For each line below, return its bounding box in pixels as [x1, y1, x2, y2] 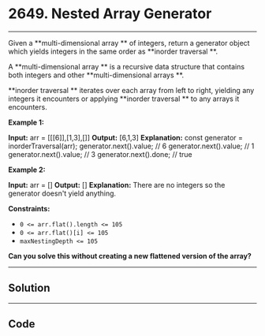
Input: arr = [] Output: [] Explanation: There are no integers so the [8, 180, 226, 189]
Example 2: [8, 165, 46, 174]
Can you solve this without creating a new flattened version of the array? [8, 251, 252, 260]
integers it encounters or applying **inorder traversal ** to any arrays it [8, 94, 240, 103]
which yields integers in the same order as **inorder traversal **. [8, 47, 218, 56]
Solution [8, 282, 50, 295]
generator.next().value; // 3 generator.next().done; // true [8, 149, 193, 159]
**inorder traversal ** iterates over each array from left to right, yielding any [8, 85, 255, 95]
